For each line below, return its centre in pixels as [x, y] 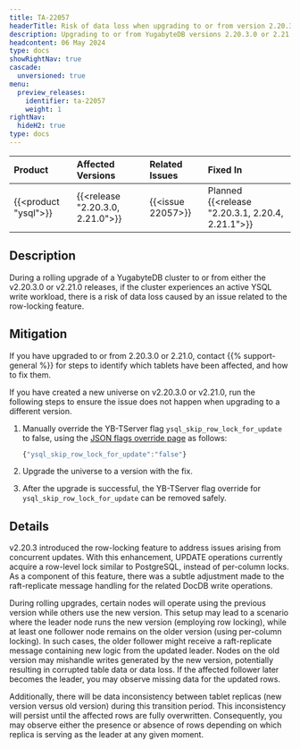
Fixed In [225, 169]
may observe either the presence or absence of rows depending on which [146, 725]
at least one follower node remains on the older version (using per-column [146, 632]
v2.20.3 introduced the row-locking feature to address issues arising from [145, 548]
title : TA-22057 [39, 17]
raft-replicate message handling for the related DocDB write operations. [141, 586]
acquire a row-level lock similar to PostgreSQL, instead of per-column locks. [149, 567]
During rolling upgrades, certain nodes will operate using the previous [137, 603]
